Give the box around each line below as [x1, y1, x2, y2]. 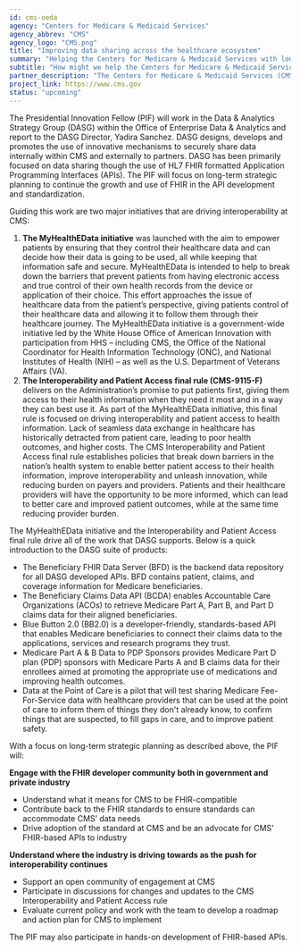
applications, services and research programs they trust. [21, 637, 231, 648]
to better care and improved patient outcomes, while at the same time [21, 498, 279, 509]
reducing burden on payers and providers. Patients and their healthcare [21, 479, 286, 490]
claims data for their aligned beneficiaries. [21, 609, 178, 619]
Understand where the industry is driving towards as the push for [9, 849, 257, 860]
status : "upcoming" [9, 88, 82, 97]
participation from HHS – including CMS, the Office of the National [21, 337, 266, 348]
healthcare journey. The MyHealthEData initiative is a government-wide [21, 318, 285, 329]
